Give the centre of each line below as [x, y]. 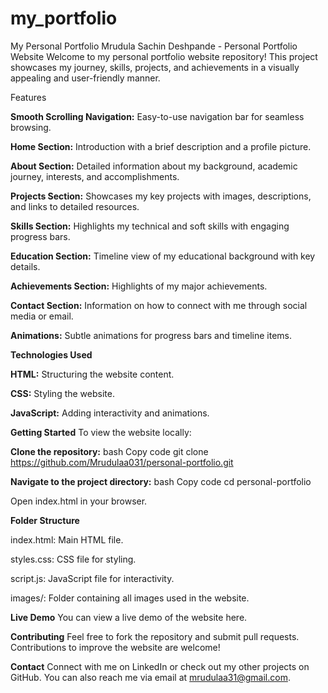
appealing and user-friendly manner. [85, 78]
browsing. [31, 127]
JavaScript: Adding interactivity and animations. [110, 413]
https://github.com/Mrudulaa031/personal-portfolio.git [122, 462]
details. [25, 266]
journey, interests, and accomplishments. [95, 176]
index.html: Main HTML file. [67, 539]
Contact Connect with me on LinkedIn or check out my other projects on [160, 666]
